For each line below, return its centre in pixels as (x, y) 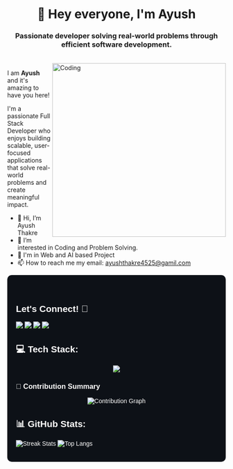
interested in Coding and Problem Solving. (78, 248)
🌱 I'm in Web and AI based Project (66, 255)
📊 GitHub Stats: (51, 424)
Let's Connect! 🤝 (52, 308)
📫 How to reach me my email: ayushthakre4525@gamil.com (104, 263)
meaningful (23, 197)
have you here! (28, 95)
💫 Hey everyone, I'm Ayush (116, 14)
